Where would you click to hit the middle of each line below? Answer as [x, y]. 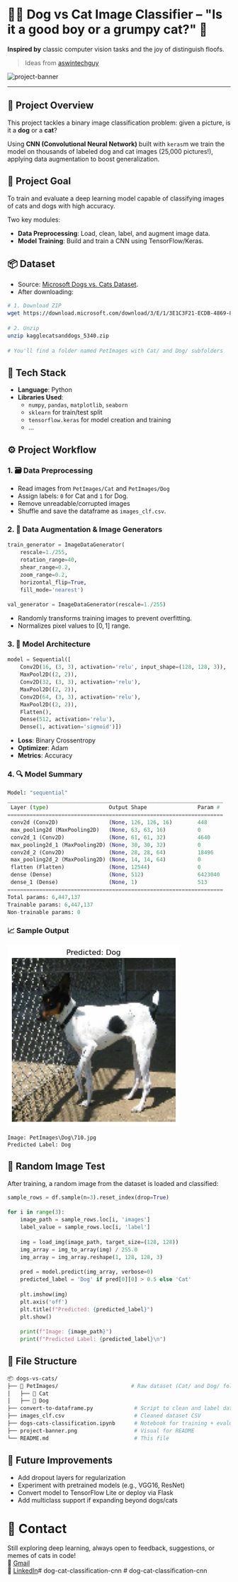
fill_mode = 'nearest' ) [52, 590]
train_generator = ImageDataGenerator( [66, 545]
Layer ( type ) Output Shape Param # [115, 808]
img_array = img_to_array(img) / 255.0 [79, 1250]
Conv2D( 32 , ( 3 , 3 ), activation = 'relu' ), [80, 682]
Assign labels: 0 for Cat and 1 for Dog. [73, 496]
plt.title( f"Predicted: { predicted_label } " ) [87, 1309]
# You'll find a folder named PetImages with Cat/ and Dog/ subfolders [115, 351]
